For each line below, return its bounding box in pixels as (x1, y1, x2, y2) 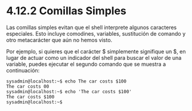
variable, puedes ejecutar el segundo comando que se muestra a (6, 61, 166, 68)
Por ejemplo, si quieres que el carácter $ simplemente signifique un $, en (6, 47, 186, 55)
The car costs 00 (6, 83, 49, 90)
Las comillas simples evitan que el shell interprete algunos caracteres (6, 24, 177, 31)
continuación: (6, 66, 40, 74)
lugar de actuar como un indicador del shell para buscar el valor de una (6, 54, 182, 61)
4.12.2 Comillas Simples (6, 4, 126, 18)
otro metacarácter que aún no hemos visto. (6, 36, 113, 43)
